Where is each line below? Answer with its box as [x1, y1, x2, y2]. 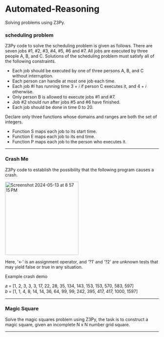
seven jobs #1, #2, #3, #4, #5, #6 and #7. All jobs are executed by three [5, 48, 148, 54]
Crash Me [5, 156, 29, 162]
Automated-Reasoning [5, 3, 100, 15]
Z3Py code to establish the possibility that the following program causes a [5, 167, 154, 173]
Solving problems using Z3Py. [5, 20, 65, 25]
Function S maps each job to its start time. [12, 128, 97, 135]
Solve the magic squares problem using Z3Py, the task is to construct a [5, 316, 148, 322]
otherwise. [12, 89, 34, 95]
